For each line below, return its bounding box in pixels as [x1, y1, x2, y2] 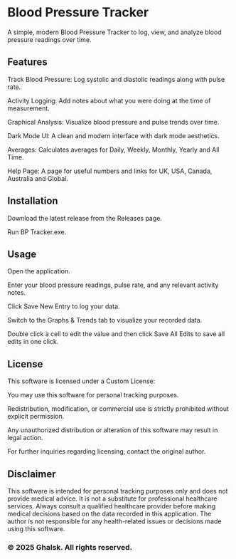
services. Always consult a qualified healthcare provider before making [7, 502, 216, 510]
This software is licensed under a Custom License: [7, 377, 156, 385]
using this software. [7, 525, 65, 533]
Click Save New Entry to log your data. [7, 302, 120, 310]
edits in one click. [7, 338, 59, 346]
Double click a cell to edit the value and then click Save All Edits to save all [7, 330, 225, 338]
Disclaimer [7, 468, 56, 480]
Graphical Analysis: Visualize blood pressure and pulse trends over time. [7, 117, 220, 126]
